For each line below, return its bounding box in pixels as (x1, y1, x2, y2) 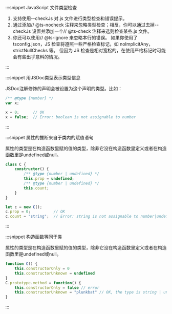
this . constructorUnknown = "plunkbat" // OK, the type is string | (14, 290, 161, 295)
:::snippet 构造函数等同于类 (5, 234, 62, 240)
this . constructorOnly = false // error (14, 285, 100, 290)
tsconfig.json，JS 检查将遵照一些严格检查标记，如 (12, 41, 119, 47)
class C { (5, 162, 27, 167)
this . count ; (24, 185, 50, 191)
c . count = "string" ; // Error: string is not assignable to (5, 214, 139, 219)
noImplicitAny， (119, 41, 154, 47)
